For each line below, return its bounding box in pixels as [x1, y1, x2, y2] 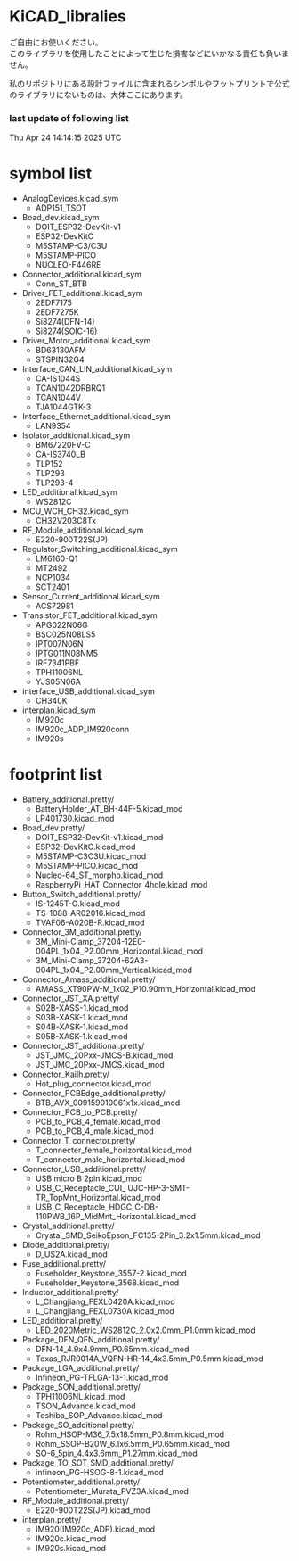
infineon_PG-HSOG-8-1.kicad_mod [35, 1467, 165, 1478]
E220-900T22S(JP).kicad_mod [35, 1505, 150, 1516]
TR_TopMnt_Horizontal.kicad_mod [35, 1193, 161, 1203]
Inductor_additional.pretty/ [21, 1287, 119, 1298]
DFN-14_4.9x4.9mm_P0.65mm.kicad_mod [35, 1344, 190, 1355]
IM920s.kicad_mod [35, 1543, 107, 1554]
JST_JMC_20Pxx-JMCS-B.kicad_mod [35, 1050, 174, 1061]
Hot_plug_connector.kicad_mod [35, 1078, 152, 1089]
